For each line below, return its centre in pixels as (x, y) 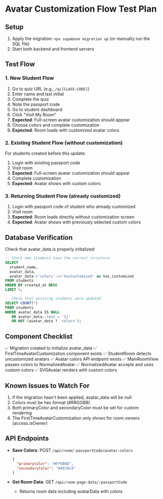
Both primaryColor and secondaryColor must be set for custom (75, 407)
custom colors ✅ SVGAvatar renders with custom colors (61, 370)
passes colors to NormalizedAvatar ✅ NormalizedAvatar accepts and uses (79, 365)
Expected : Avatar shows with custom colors (56, 183)
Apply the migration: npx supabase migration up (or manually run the (81, 38)
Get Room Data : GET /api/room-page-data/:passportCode (70, 482)
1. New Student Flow (30, 78)
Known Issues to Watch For (47, 386)
